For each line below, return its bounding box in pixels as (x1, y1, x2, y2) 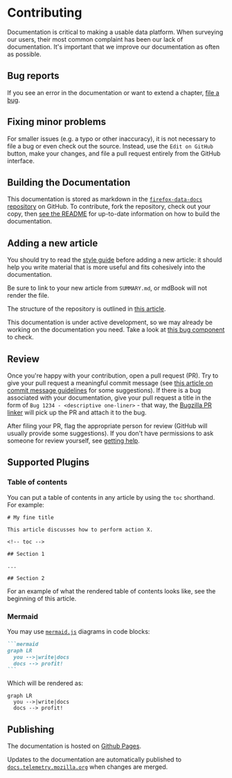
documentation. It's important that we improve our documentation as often (7, 42, 220, 51)
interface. (7, 156, 35, 164)
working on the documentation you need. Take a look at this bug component (7, 325, 225, 334)
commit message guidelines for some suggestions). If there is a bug (7, 387, 202, 394)
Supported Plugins (7, 457, 90, 468)
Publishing (7, 723, 55, 735)
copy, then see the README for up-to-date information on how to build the (7, 210, 220, 218)
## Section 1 (7, 550, 45, 557)
